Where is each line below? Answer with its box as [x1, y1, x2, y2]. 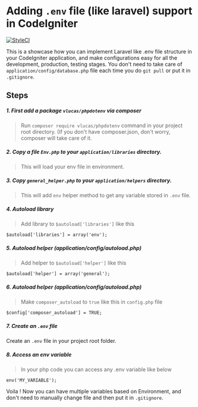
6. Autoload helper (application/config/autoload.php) [6, 283, 142, 291]
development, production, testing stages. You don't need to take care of [6, 61, 183, 68]
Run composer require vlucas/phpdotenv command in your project [20, 122, 183, 129]
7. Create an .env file [6, 322, 58, 329]
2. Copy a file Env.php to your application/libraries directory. [6, 148, 162, 155]
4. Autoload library [6, 205, 54, 212]
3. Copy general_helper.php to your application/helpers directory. [6, 176, 172, 184]
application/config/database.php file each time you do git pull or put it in [6, 67, 191, 74]
